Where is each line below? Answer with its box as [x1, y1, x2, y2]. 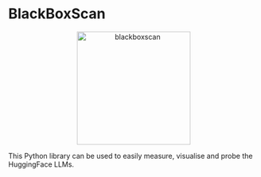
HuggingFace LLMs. [8, 160, 74, 169]
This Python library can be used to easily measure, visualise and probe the [8, 151, 253, 160]
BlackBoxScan [8, 5, 106, 23]
